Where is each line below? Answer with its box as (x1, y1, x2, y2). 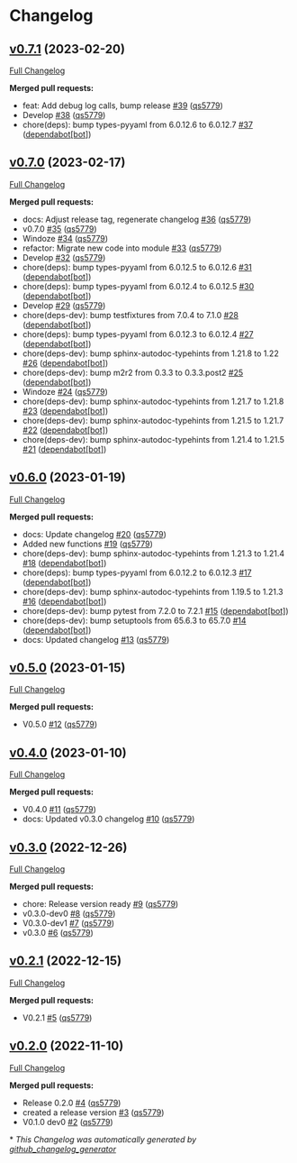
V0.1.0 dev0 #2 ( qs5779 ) (22, 1116, 114, 1127)
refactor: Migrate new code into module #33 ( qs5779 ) (22, 243, 222, 253)
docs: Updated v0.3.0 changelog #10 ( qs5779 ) (22, 813, 195, 825)
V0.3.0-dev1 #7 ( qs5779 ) (22, 918, 115, 929)
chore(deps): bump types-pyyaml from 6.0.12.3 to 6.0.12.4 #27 (22, 328, 254, 339)
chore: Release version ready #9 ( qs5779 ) (22, 899, 179, 910)
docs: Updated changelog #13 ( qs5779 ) (22, 634, 170, 645)
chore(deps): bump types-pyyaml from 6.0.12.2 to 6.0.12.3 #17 (22, 567, 252, 578)
